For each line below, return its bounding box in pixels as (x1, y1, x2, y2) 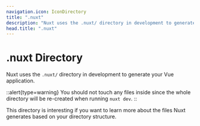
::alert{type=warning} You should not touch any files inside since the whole (6, 89, 191, 96)
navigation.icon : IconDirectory (6, 8, 86, 15)
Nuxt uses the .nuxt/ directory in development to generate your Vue (6, 71, 174, 78)
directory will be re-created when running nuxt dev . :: (6, 95, 137, 102)
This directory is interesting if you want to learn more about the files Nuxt (6, 107, 186, 114)
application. (6, 77, 35, 84)
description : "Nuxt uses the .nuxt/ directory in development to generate (6, 20, 196, 26)
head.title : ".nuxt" (6, 25, 58, 32)
